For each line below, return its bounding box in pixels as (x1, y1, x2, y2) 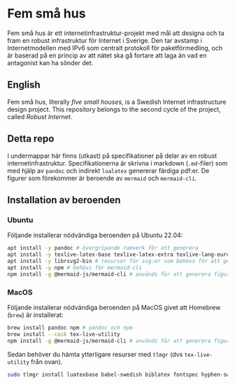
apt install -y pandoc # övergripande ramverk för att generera (7, 245, 199, 252)
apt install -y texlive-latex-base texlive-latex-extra (7, 251, 173, 258)
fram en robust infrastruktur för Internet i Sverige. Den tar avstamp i (7, 36, 203, 44)
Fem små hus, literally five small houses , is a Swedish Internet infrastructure (7, 97, 227, 106)
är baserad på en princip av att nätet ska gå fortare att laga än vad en (7, 51, 207, 60)
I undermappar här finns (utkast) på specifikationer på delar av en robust (7, 151, 218, 160)
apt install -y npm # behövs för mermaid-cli (7, 264, 142, 271)
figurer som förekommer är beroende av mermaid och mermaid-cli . (7, 174, 197, 182)
